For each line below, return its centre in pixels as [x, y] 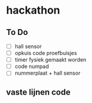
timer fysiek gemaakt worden [50, 60]
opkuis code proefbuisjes [46, 53]
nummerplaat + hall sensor [47, 73]
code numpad [32, 66]
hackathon [33, 10]
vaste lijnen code [38, 92]
